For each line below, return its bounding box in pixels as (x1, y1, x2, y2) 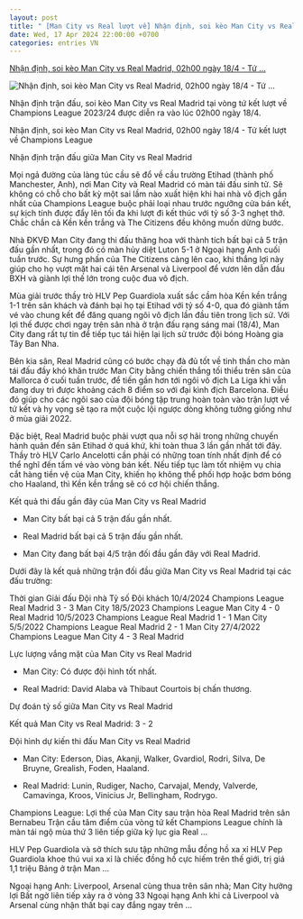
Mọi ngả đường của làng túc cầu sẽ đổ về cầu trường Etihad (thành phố (9, 169, 274, 180)
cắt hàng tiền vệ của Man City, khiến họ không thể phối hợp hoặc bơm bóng (9, 469, 291, 480)
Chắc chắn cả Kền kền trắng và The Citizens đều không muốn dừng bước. (9, 217, 284, 228)
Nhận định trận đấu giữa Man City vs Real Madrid (9, 152, 192, 163)
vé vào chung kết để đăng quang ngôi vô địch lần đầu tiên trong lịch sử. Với (9, 310, 290, 321)
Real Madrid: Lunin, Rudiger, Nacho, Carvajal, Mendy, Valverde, (22, 780, 259, 791)
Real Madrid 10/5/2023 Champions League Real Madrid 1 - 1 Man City (9, 612, 268, 623)
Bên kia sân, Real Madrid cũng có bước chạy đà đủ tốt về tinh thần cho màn (9, 356, 290, 367)
